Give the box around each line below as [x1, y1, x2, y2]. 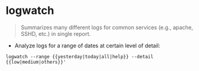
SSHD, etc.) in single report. [20, 30, 91, 37]
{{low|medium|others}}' [5, 59, 67, 65]
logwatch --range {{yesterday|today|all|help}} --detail [5, 53, 154, 59]
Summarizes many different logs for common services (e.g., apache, [20, 24, 194, 31]
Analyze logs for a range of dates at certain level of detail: [14, 42, 161, 49]
